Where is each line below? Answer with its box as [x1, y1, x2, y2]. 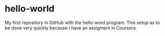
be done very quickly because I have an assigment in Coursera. [5, 24, 137, 30]
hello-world [5, 3, 55, 14]
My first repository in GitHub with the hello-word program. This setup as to [5, 19, 160, 25]
